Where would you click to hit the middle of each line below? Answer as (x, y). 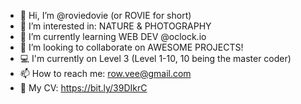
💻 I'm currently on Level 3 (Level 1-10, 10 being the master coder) (155, 58)
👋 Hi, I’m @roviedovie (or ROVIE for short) (105, 15)
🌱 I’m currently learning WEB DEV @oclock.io (113, 36)
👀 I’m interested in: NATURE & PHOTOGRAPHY (115, 26)
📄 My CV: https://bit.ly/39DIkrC (83, 88)
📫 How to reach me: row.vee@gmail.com (105, 73)
